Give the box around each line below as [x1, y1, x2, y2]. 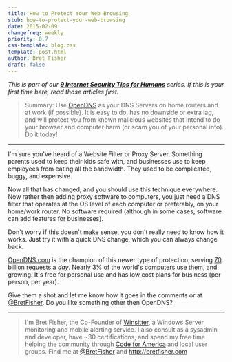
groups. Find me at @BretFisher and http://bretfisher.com [24, 347, 188, 355]
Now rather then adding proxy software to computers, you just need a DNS [8, 192, 220, 200]
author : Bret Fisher [8, 55, 67, 62]
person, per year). [8, 277, 59, 286]
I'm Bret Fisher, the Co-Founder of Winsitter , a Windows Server [24, 318, 204, 326]
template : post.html [8, 49, 67, 56]
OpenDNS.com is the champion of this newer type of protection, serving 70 [8, 255, 222, 264]
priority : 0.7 [8, 36, 49, 43]
